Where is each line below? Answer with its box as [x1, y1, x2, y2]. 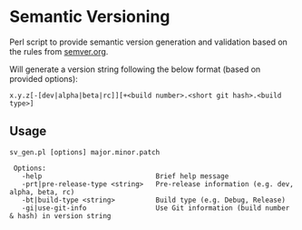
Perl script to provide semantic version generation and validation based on [9, 36, 288, 47]
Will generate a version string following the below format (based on [9, 64, 261, 75]
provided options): [9, 73, 79, 84]
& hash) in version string [9, 211, 112, 220]
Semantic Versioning [9, 6, 170, 27]
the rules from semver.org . [9, 45, 109, 56]
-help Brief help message [21, 171, 229, 181]
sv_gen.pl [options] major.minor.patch [9, 147, 161, 156]
